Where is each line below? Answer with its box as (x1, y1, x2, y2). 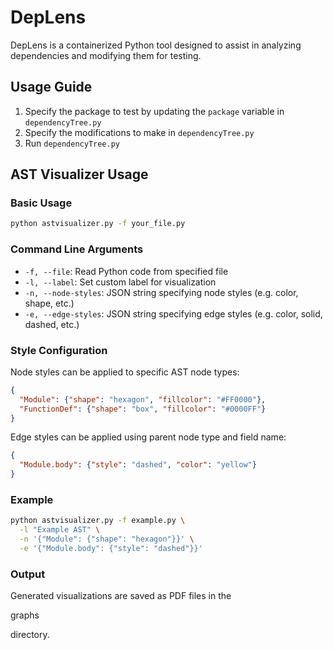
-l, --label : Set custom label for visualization (24, 276, 217, 288)
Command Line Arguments (10, 242, 144, 256)
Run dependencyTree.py (24, 137, 120, 149)
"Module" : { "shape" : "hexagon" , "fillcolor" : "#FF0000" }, (19, 394, 267, 405)
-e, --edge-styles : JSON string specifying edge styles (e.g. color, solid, (24, 307, 323, 320)
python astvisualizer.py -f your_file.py (10, 219, 186, 229)
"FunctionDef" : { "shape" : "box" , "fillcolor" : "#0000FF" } (19, 404, 267, 414)
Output (10, 567, 46, 581)
